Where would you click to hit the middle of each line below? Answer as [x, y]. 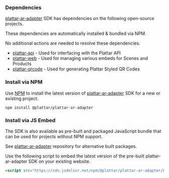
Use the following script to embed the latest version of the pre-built [75, 156]
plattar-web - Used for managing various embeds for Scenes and [80, 58]
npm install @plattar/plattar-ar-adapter [49, 108]
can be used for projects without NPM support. [54, 136]
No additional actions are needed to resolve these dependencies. [73, 43]
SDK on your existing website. [59, 161]
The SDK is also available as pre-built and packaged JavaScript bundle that [83, 131]
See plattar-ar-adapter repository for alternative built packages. [71, 146]
